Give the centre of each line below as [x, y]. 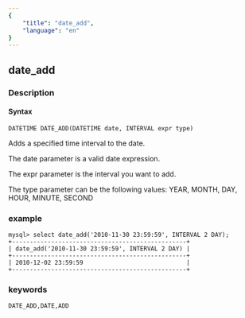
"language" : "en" [51, 30]
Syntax [20, 111]
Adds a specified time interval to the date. [77, 143]
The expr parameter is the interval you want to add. [92, 174]
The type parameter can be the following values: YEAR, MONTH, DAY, [123, 189]
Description [31, 92]
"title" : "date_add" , [58, 23]
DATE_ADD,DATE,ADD [39, 306]
